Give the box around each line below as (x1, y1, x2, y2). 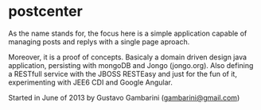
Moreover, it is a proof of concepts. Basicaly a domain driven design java (8, 52, 247, 62)
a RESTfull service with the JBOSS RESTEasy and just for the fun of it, (8, 69, 237, 78)
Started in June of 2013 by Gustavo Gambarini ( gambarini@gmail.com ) (8, 93, 240, 102)
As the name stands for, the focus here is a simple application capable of (8, 28, 247, 38)
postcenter (8, 2, 84, 21)
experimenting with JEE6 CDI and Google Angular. (8, 78, 173, 87)
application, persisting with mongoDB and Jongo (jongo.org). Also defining (8, 60, 254, 70)
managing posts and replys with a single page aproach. (8, 36, 190, 46)
